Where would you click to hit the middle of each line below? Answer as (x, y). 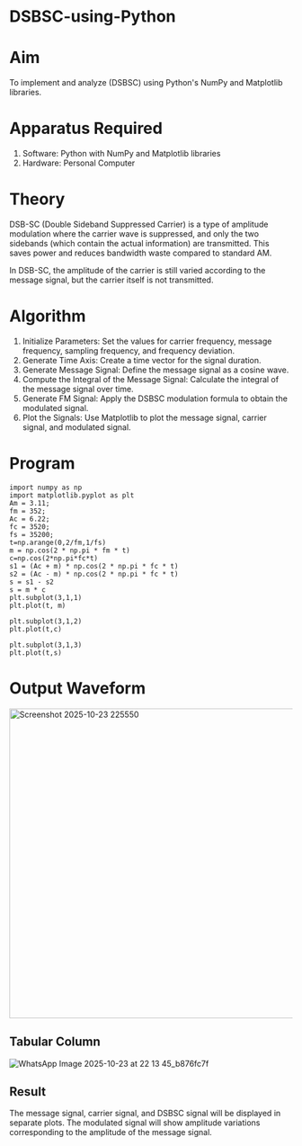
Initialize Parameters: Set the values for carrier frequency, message (147, 341)
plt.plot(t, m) (38, 605)
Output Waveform (78, 689)
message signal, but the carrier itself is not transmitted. (111, 280)
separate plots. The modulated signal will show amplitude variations (135, 1123)
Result (28, 1092)
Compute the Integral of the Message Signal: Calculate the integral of (151, 379)
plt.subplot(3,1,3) (46, 645)
